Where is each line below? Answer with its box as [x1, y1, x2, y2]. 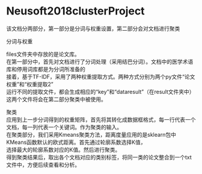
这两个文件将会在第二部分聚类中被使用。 [6, 95, 106, 103]
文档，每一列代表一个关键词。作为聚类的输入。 [6, 123, 122, 131]
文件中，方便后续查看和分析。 [6, 161, 80, 168]
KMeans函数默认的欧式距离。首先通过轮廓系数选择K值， [6, 138, 146, 146]
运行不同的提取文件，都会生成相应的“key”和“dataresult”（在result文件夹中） [6, 88, 195, 95]
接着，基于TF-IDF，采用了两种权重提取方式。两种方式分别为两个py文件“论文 [6, 73, 195, 80]
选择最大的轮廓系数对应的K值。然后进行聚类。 [6, 146, 121, 153]
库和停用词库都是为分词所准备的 [6, 65, 85, 73]
